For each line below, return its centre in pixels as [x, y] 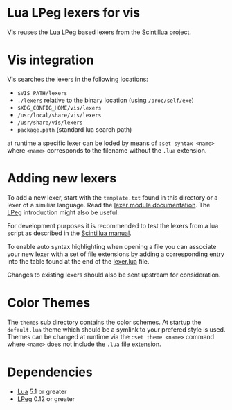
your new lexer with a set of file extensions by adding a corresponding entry [116, 254]
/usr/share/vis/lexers [50, 123]
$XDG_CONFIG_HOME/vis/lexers [59, 108]
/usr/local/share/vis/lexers [59, 115]
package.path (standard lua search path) [74, 129]
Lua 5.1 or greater [42, 391]
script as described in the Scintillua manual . [69, 233]
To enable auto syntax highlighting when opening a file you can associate [112, 246]
